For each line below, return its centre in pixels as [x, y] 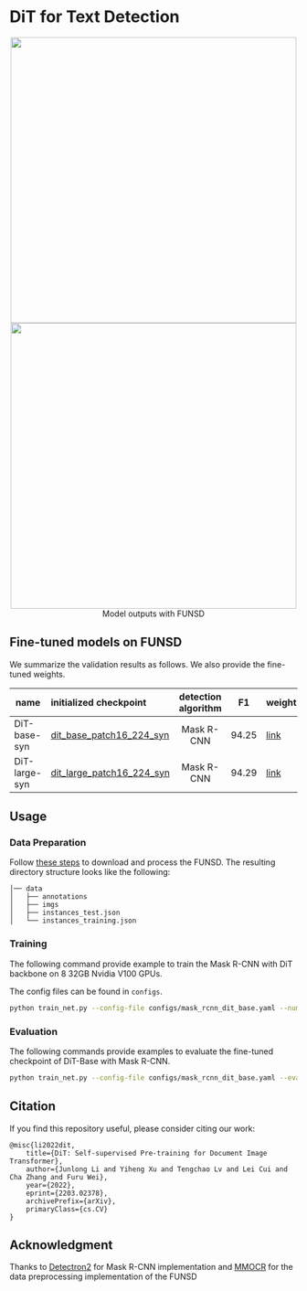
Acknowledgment [61, 1245]
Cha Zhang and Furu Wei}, [58, 1177]
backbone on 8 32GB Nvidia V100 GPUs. [86, 973]
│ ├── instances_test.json [65, 913]
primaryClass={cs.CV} [67, 1209]
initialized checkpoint [99, 702]
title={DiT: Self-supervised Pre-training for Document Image [147, 1153]
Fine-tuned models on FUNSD [96, 642]
